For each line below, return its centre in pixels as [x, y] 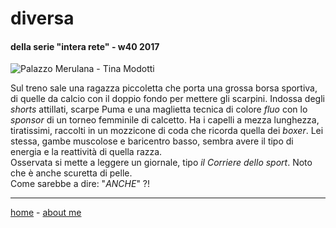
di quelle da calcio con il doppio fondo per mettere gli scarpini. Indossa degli [167, 99]
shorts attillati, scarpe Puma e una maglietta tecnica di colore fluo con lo [159, 109]
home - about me [46, 213]
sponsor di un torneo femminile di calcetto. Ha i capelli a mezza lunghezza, [165, 120]
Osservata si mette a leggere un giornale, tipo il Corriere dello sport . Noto [161, 163]
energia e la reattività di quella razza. [86, 152]
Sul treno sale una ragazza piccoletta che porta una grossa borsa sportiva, [164, 88]
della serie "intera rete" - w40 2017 [85, 46]
